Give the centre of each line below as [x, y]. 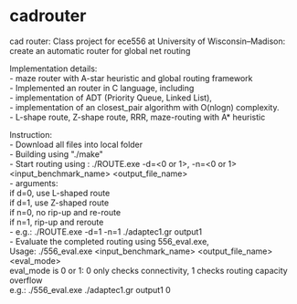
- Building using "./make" [56, 154]
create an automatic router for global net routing [100, 50]
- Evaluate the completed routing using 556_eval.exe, [110, 241]
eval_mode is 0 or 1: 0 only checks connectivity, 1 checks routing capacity [148, 270]
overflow [26, 280]
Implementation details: [53, 68]
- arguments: [34, 183]
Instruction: [31, 134]
